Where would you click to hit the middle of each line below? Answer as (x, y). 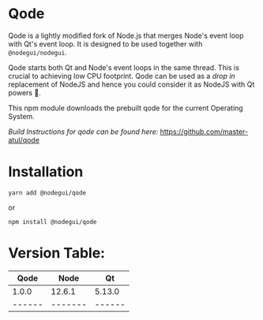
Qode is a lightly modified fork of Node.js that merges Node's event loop (126, 35)
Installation (46, 172)
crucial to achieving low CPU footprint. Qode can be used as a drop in (122, 76)
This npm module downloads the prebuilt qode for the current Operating (126, 108)
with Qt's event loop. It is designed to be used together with (105, 43)
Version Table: (56, 253)
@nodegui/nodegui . (38, 52)
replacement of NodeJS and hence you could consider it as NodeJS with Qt (131, 84)
